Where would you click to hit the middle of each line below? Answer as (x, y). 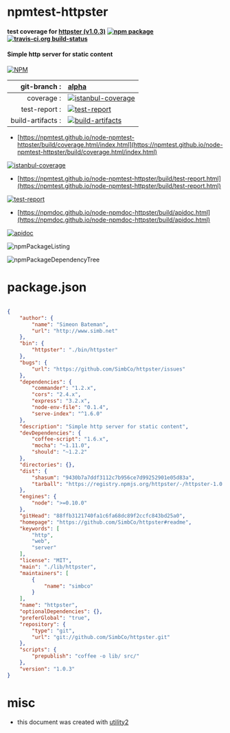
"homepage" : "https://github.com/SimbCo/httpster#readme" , (106, 522)
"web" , (41, 542)
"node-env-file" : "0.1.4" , (70, 408)
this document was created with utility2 (73, 722)
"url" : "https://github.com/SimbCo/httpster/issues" (109, 369)
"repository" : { (43, 624)
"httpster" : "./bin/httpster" (75, 350)
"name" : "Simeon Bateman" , (70, 324)
